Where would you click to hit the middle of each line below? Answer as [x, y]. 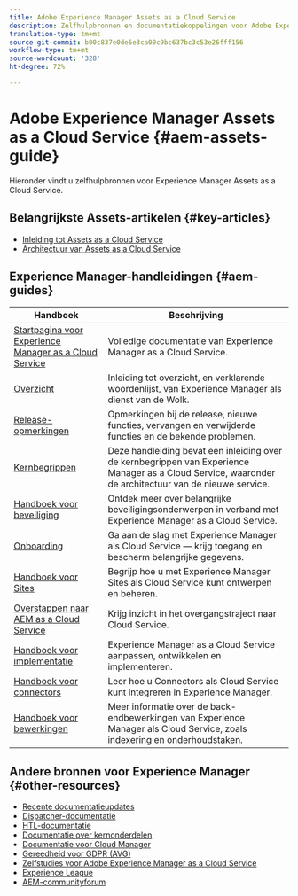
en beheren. [133, 594]
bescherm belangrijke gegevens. [176, 557]
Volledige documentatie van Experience [190, 341]
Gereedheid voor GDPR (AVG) [76, 854]
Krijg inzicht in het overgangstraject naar [192, 614]
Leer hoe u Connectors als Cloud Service [193, 682]
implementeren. [140, 667]
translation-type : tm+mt [55, 34]
